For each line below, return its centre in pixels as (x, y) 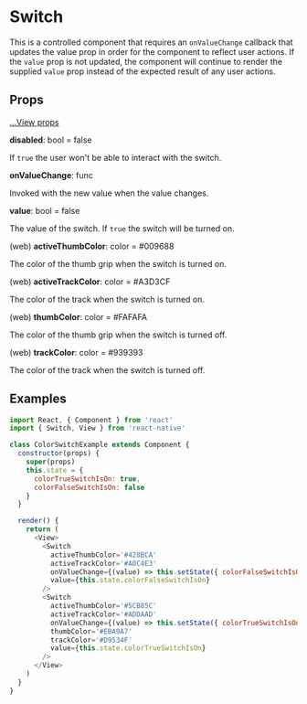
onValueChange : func (51, 175)
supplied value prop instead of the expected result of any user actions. (143, 71)
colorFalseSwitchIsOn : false (89, 487)
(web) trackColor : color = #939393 (76, 352)
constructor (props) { (59, 453)
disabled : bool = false (51, 140)
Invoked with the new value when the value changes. (109, 193)
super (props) (51, 462)
